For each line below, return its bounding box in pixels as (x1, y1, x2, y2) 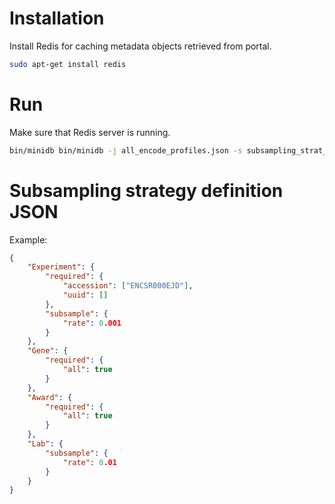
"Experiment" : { (27, 262, 96, 272)
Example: (9, 233, 48, 246)
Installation (9, 7, 105, 30)
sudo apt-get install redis (9, 59, 127, 69)
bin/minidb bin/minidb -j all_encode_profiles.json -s (9, 145, 243, 156)
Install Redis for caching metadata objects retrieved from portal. (9, 40, 272, 52)
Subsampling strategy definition (9, 179, 284, 202)
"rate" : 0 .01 (62, 457, 117, 467)
